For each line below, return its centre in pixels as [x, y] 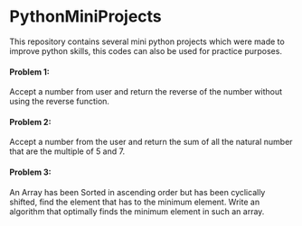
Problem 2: [30, 122]
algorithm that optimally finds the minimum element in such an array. [137, 211]
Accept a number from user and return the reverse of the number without [146, 92]
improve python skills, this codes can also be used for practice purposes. [146, 50]
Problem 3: [30, 172]
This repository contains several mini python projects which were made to [147, 41]
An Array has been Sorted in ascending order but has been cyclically [137, 192]
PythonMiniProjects [86, 17]
